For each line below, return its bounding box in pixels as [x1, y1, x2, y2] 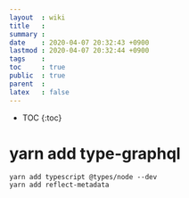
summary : [9, 29, 46, 38]
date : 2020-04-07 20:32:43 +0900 [9, 37, 150, 47]
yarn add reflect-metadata [9, 180, 110, 190]
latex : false [9, 87, 70, 96]
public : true [9, 71, 66, 80]
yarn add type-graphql [9, 144, 181, 163]
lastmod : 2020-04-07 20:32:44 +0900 [9, 46, 150, 55]
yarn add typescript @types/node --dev [9, 173, 158, 182]
